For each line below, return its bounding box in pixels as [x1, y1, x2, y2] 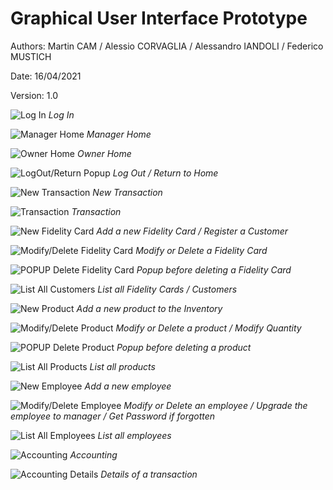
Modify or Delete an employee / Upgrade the [123, 399, 308, 411]
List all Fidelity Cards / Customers [97, 283, 238, 295]
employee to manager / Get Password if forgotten [10, 410, 216, 422]
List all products [89, 360, 156, 372]
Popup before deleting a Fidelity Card [136, 263, 292, 276]
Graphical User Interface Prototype [10, 7, 308, 30]
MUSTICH [10, 50, 52, 62]
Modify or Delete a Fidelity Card [135, 244, 268, 256]
